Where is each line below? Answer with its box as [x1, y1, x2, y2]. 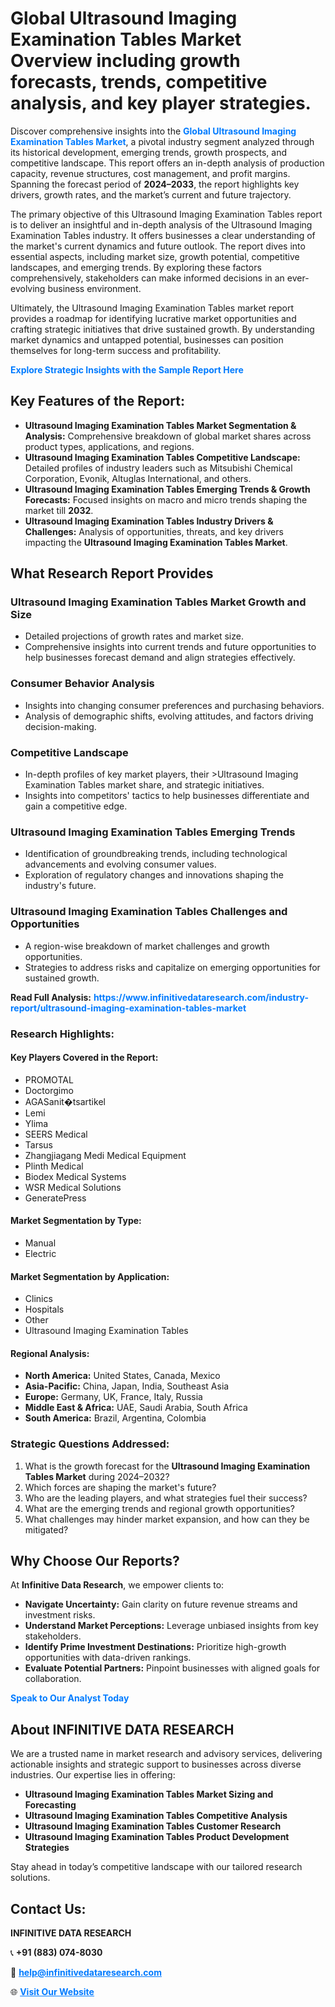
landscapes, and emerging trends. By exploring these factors [10, 261, 262, 273]
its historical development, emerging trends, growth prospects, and [10, 146, 288, 158]
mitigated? [24, 1523, 69, 1536]
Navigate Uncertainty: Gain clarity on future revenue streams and [24, 1598, 298, 1611]
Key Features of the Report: [10, 393, 186, 410]
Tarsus [24, 1138, 53, 1151]
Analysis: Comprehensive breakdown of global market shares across [24, 430, 312, 442]
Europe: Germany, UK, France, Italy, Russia [24, 1391, 203, 1403]
